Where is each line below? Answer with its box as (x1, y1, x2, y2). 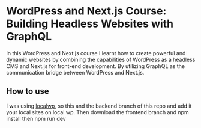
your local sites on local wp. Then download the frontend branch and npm (6, 108, 189, 115)
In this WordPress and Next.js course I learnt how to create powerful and (6, 49, 186, 56)
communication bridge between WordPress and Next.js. (6, 69, 145, 76)
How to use (6, 86, 49, 97)
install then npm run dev (6, 115, 66, 122)
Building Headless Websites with (6, 17, 174, 31)
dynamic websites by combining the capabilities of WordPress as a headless (6, 56, 196, 63)
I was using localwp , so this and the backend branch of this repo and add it (6, 102, 192, 109)
